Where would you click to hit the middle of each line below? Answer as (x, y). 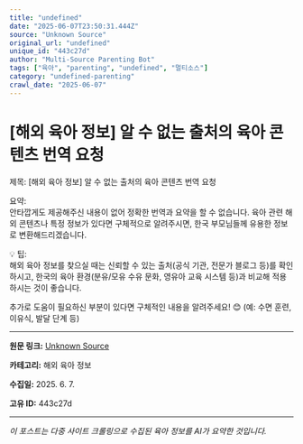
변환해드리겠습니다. (53, 235)
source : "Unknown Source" (58, 34)
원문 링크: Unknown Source (60, 346)
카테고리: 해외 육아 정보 (50, 365)
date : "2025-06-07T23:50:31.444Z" (74, 26)
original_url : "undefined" (60, 43)
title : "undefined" (46, 18)
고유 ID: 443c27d (41, 403)
